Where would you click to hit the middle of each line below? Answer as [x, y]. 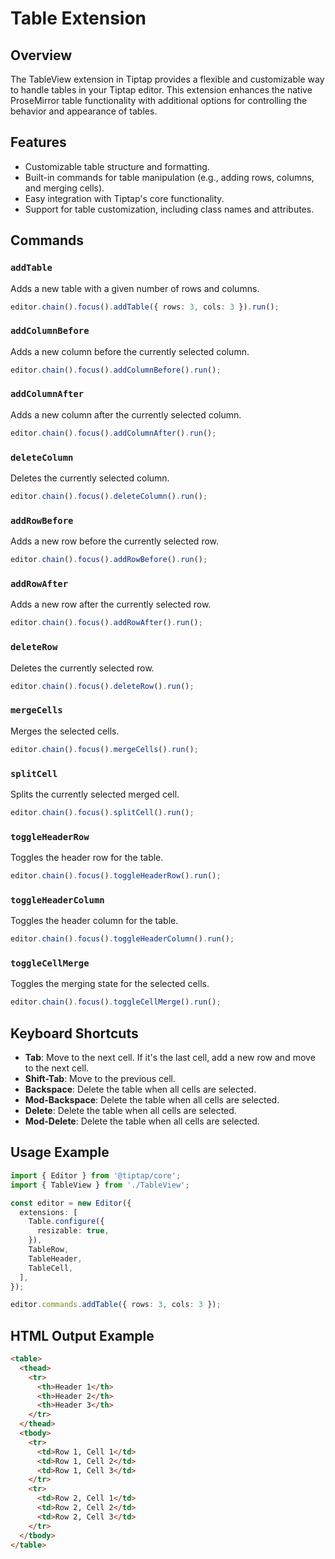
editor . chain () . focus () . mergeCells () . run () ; [104, 749]
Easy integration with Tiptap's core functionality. [124, 198]
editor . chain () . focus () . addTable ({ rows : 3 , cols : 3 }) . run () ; [145, 307]
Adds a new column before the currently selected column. [130, 351]
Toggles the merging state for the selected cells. [110, 984]
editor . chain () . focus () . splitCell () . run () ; [102, 812]
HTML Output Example [82, 1335]
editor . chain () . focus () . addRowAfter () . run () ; [106, 623]
